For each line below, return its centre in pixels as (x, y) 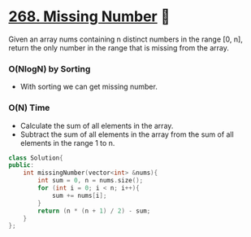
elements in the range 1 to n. (67, 143)
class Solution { (36, 158)
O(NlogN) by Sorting (50, 68)
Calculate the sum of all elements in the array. (97, 125)
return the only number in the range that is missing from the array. (119, 47)
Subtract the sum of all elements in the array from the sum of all (127, 134)
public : (22, 165)
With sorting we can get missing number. (89, 87)
